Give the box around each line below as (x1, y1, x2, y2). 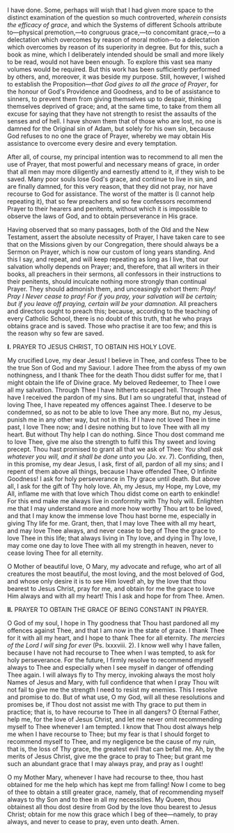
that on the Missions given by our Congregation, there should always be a (7, 240, 219, 248)
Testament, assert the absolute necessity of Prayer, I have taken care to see (7, 233, 225, 241)
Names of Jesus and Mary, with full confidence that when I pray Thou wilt (7, 678, 219, 686)
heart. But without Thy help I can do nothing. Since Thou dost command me (7, 430, 225, 438)
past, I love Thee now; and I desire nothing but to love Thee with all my (7, 423, 210, 431)
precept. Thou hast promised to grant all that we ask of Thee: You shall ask (7, 445, 223, 453)
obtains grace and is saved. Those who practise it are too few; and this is (7, 322, 217, 330)
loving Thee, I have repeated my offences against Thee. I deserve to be (7, 401, 212, 408)
